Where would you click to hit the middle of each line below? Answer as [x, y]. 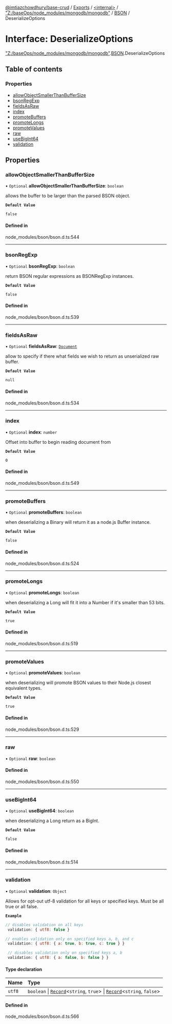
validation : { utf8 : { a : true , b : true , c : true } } [66, 944]
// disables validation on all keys [44, 925]
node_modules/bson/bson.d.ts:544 [42, 237]
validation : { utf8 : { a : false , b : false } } [58, 958]
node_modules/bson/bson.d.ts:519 [42, 644]
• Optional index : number [31, 432]
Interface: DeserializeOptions [69, 39]
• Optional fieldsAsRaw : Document [41, 346]
